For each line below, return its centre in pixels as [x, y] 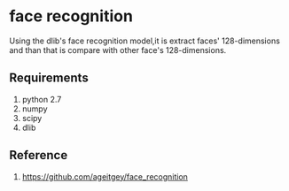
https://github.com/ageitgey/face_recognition [105, 176]
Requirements [49, 78]
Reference [39, 155]
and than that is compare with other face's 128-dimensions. [118, 50]
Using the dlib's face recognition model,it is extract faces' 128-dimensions [145, 41]
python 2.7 [42, 99]
